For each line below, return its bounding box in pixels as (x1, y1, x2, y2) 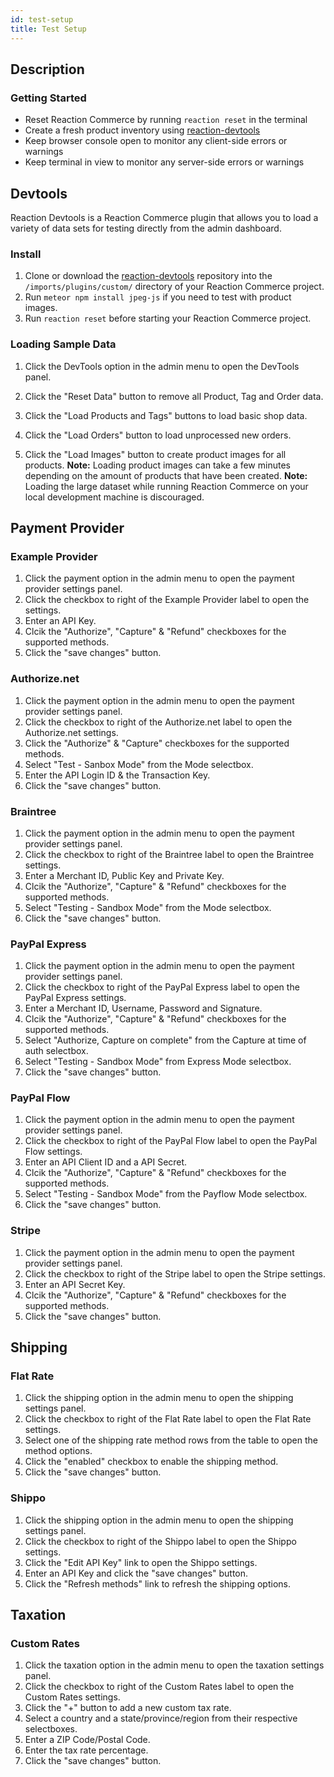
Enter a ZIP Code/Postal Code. (24, 1734, 151, 1746)
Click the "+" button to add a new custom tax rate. (24, 1702, 232, 1714)
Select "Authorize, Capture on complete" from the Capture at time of (24, 1034, 307, 1046)
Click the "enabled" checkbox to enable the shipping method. (24, 1456, 279, 1468)
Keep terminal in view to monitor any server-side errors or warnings (24, 156, 305, 168)
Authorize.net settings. (24, 726, 119, 738)
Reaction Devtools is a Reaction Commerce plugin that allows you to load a (10, 212, 319, 223)
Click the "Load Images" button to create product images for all (24, 448, 287, 460)
